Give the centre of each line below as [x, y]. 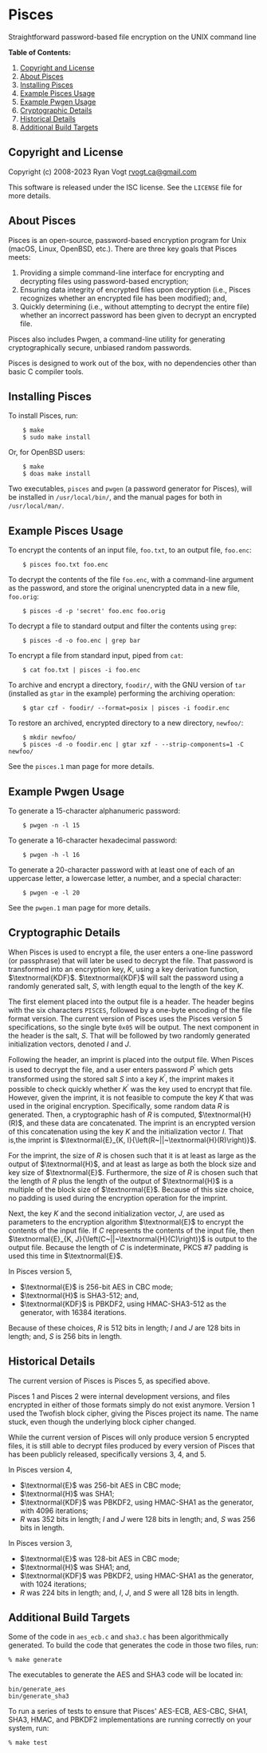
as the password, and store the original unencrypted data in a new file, [124, 588]
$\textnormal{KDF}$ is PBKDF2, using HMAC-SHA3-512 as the [123, 1304]
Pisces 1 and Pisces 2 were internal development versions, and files [119, 1396]
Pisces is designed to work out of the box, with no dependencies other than [132, 363]
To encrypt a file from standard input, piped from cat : [96, 655]
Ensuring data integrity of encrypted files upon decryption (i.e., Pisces [135, 289]
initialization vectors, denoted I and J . [70, 1044]
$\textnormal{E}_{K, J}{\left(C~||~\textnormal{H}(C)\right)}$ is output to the [133, 1239]
